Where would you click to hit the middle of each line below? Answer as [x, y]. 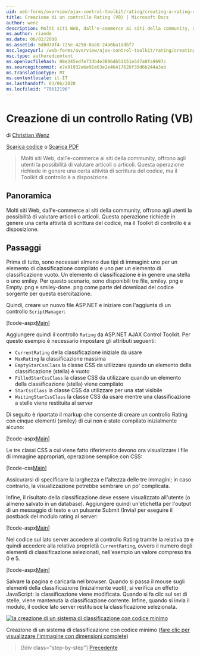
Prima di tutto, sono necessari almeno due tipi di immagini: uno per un [92, 262]
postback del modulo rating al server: [52, 517]
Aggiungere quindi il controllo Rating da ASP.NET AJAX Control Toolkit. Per [98, 334]
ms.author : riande [29, 34]
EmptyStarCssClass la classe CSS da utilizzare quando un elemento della [103, 365]
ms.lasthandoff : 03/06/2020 [41, 84]
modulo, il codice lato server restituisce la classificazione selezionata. [92, 607]
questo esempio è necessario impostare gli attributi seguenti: [81, 341]
